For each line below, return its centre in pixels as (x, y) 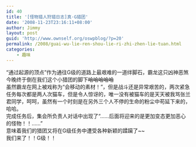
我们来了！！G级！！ (31, 138)
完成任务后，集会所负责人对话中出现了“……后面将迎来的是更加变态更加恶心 (96, 116)
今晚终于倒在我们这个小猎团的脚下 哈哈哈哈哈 (60, 79)
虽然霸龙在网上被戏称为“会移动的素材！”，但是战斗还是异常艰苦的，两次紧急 (98, 87)
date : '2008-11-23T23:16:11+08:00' (49, 22)
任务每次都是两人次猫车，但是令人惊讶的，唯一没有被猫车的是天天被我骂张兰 (98, 94)
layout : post (22, 33)
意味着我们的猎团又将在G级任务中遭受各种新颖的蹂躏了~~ (75, 130)
